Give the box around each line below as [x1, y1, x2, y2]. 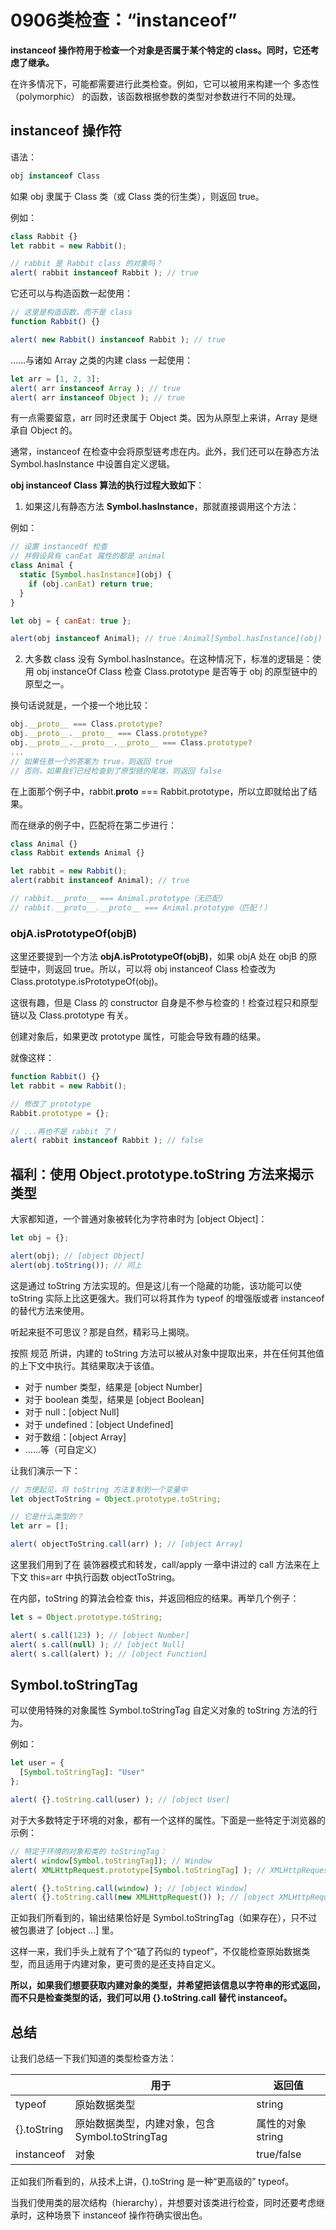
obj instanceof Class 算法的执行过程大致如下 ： [10, 479, 205, 491]
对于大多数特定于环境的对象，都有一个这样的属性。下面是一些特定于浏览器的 [10, 1814, 326, 1826]
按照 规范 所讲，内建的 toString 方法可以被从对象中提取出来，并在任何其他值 [10, 1347, 325, 1359]
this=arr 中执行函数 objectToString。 [29, 1571, 181, 1583]
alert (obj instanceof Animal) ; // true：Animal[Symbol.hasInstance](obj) [10, 634, 323, 644]
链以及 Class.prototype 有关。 [10, 1009, 134, 1021]
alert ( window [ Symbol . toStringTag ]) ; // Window [10, 1856, 213, 1866]
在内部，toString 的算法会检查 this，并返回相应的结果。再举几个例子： [10, 1592, 300, 1605]
